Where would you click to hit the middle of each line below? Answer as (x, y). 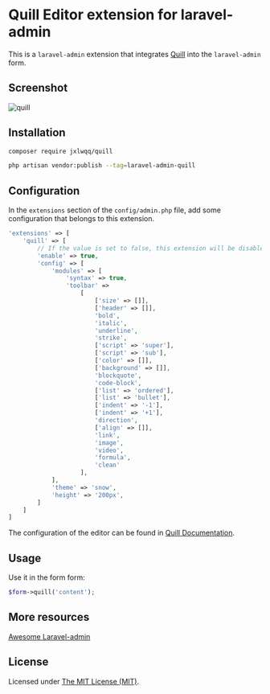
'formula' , (112, 458)
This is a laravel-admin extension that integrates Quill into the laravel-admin (135, 54)
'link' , (107, 435)
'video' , (109, 450)
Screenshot (38, 88)
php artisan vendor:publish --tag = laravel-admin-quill (102, 166)
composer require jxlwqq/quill (61, 151)
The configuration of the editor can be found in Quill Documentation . (122, 533)
